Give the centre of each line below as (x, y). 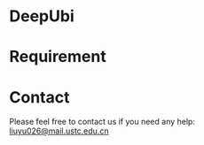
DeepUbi (42, 16)
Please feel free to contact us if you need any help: (102, 122)
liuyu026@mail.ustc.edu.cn (59, 131)
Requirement (58, 57)
